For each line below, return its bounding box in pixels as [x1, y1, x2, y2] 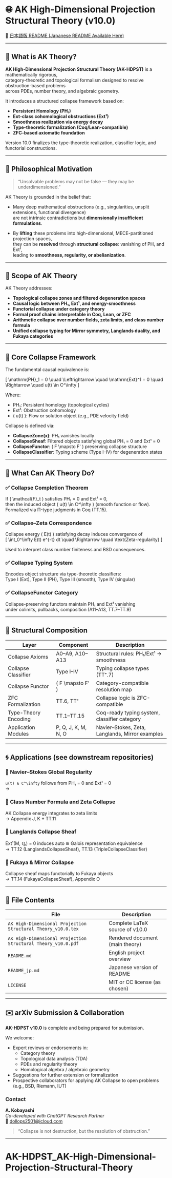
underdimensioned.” [17, 184, 61, 190]
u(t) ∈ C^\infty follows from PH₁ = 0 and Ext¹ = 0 [5, 780, 112, 786]
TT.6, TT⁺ [56, 697, 79, 704]
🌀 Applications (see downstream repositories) [5, 753, 154, 762]
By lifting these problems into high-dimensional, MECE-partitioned [12, 230, 154, 236]
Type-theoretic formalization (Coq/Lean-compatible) [12, 124, 128, 130]
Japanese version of [108, 963, 158, 971]
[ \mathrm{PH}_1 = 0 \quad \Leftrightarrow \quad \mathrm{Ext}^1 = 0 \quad [5, 376, 163, 383]
